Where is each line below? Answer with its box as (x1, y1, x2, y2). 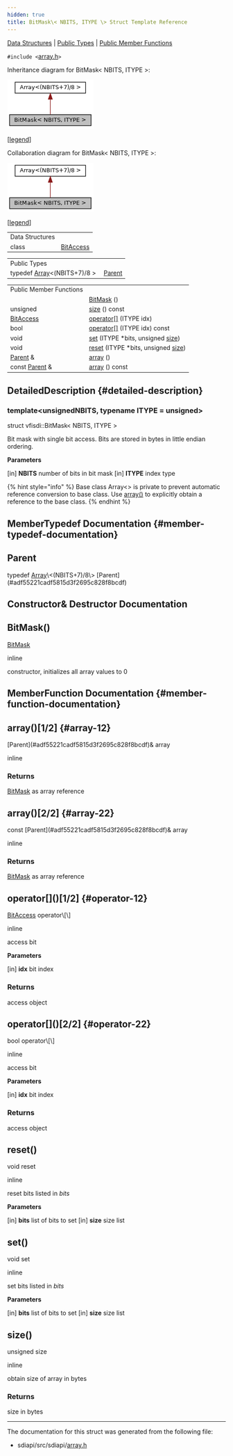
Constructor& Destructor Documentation (7, 598, 188, 610)
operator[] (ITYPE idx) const (89, 324, 170, 333)
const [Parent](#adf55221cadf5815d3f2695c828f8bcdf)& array (7, 826, 189, 834)
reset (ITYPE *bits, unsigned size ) (89, 343, 186, 351)
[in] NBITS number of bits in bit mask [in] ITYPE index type (7, 470, 175, 478)
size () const (89, 305, 125, 313)
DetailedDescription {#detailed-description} (7, 385, 203, 397)
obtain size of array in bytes (7, 1375, 87, 1383)
